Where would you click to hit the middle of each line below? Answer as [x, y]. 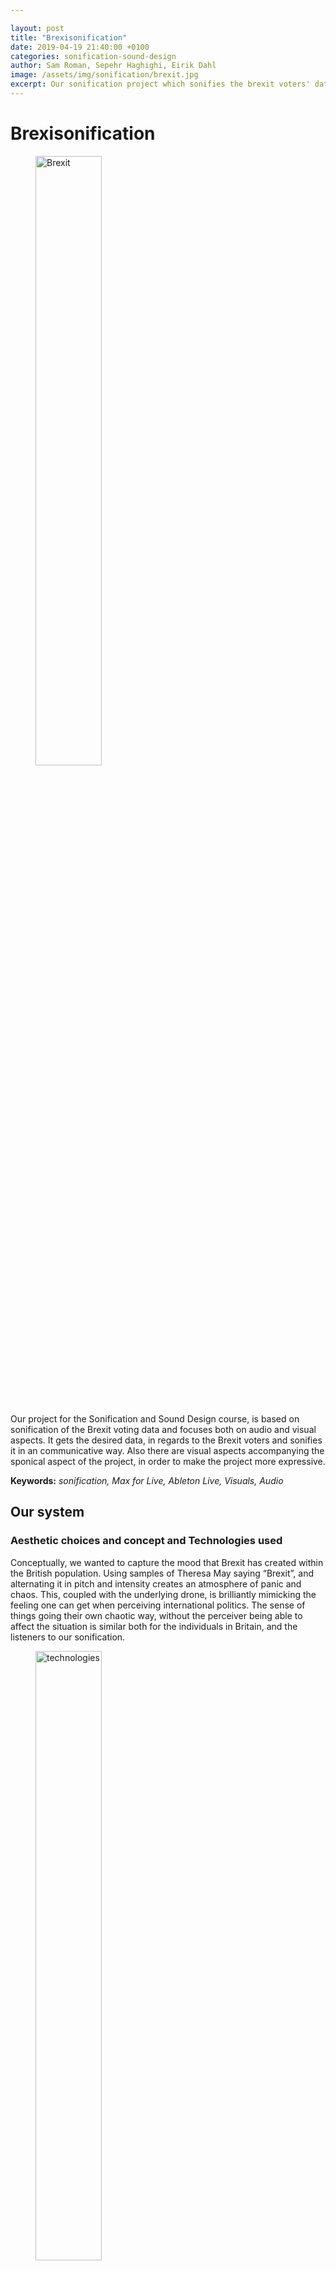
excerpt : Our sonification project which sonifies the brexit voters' [160, 84]
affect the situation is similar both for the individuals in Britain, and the [154, 1626]
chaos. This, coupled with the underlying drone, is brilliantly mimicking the [163, 1594]
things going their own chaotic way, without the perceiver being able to [156, 1615]
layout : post [37, 28]
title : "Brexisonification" [69, 37]
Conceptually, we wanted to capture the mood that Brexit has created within [167, 1562]
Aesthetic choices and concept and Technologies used [146, 1541]
